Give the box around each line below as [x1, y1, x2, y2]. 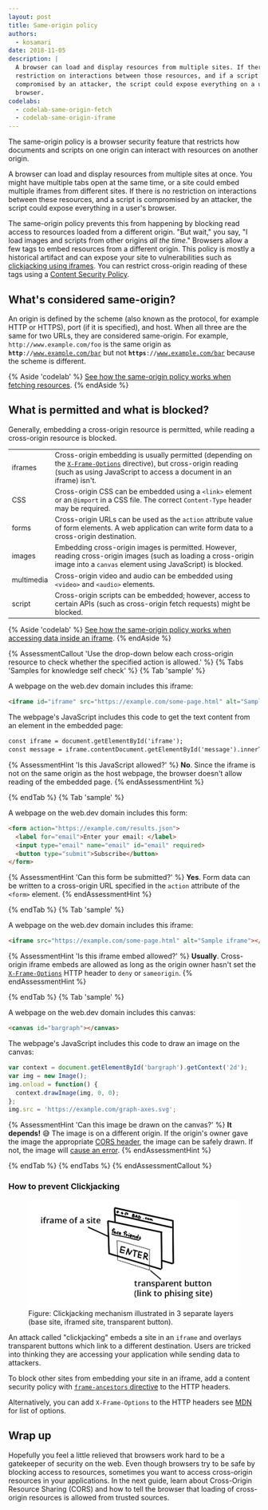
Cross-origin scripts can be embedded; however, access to [54, 590, 250, 600]
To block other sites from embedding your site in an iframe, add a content [8, 1373, 250, 1383]
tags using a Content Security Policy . [8, 270, 130, 279]
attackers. [8, 1357, 41, 1367]
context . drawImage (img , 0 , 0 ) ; [15, 1088, 120, 1097]
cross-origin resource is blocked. [8, 433, 117, 442]
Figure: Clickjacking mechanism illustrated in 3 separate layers [28, 1308, 234, 1318]
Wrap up [8, 1429, 52, 1443]
